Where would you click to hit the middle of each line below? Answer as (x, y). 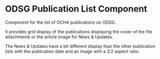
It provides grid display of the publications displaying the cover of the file (79, 31)
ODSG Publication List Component (76, 9)
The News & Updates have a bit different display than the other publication (80, 46)
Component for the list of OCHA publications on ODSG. (61, 22)
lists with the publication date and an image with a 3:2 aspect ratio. (72, 51)
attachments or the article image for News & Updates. (59, 37)
